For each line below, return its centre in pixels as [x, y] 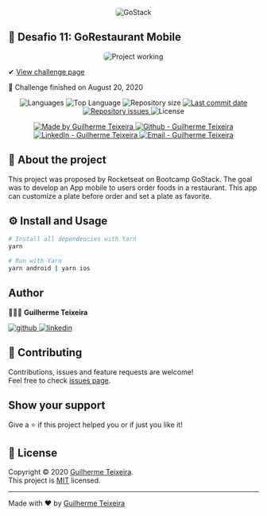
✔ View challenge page [46, 72]
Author [26, 293]
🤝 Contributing [45, 353]
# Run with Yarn [35, 261]
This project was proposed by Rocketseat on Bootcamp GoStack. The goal [130, 179]
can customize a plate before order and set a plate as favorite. [110, 196]
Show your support [57, 405]
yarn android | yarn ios [49, 269]
